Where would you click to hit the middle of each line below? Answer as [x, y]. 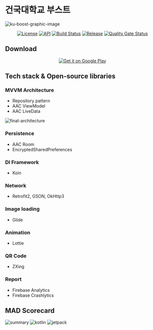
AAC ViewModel [29, 106]
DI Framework [22, 162]
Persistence [20, 134]
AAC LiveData [26, 111]
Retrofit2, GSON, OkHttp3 [38, 196]
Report [13, 279]
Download [21, 49]
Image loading [23, 209]
